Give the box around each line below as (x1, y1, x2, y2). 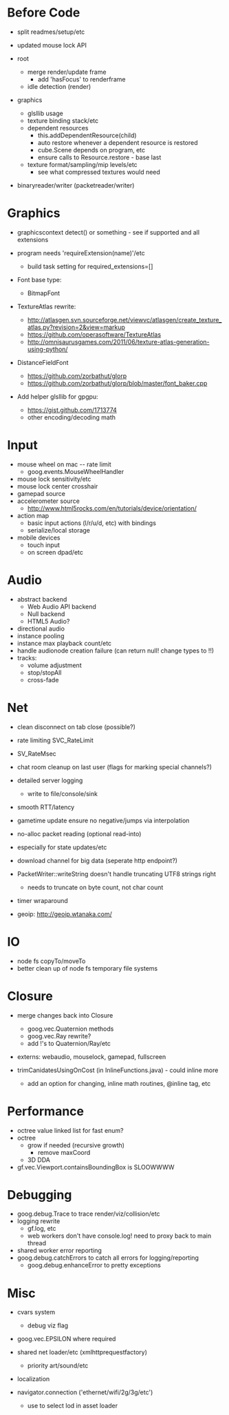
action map (17, 511, 50, 520)
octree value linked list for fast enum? (17, 1126, 124, 1134)
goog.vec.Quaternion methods (27, 1025, 114, 1033)
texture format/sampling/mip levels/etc (27, 160, 138, 168)
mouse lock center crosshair (17, 482, 98, 491)
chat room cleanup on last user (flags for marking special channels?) (17, 762, 212, 771)
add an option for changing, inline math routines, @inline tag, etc (27, 1079, 211, 1087)
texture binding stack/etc (27, 116, 99, 125)
